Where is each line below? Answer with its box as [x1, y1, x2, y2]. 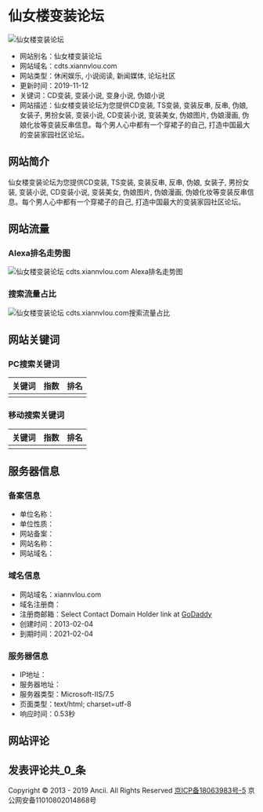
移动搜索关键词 [8, 410, 65, 421]
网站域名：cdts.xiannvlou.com [19, 60, 117, 71]
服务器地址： [19, 680, 61, 689]
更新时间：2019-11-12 [19, 80, 89, 90]
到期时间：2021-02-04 [19, 629, 94, 638]
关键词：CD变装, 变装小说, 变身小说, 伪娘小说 [19, 90, 166, 100]
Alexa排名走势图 [8, 248, 70, 259]
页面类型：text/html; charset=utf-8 [19, 700, 131, 708]
